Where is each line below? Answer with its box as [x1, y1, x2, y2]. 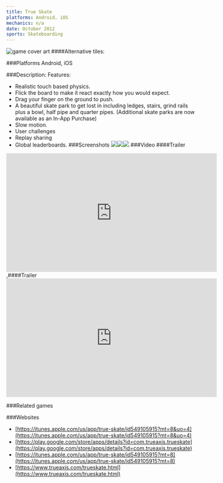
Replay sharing [14, 134, 52, 142]
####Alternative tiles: [50, 48, 105, 55]
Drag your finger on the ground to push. [14, 96, 114, 103]
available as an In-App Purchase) [14, 115, 97, 122]
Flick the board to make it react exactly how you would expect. [14, 89, 170, 96]
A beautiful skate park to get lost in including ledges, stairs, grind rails [14, 102, 188, 109]
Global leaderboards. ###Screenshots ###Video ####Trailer [14, 141, 186, 148]
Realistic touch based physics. [14, 83, 91, 90]
